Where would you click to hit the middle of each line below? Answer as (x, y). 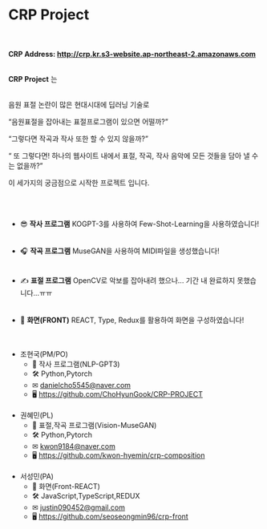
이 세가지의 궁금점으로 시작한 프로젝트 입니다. (79, 183)
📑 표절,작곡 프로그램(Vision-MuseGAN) (94, 425)
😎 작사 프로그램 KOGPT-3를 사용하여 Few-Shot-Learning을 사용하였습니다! (140, 224)
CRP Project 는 (33, 79)
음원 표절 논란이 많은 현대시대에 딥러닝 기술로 (79, 104)
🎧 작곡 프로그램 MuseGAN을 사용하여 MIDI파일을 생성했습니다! (119, 251)
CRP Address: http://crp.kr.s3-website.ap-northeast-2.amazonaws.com (132, 54)
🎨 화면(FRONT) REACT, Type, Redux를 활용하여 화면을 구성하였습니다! (132, 320)
